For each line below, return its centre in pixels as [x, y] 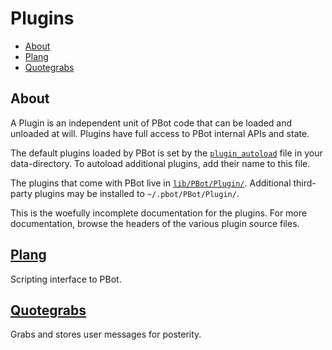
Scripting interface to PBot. [66, 279]
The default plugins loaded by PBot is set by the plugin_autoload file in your [166, 153]
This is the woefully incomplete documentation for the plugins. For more [158, 213]
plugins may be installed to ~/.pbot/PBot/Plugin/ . [137, 193]
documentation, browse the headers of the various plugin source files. [155, 223]
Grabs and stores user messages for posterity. [106, 334]
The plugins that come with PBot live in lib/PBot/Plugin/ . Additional [151, 183]
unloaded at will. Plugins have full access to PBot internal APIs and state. [160, 133]
